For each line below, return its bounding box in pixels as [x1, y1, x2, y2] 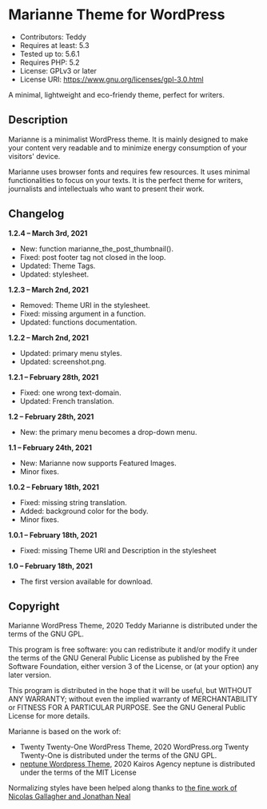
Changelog [8, 207, 65, 221]
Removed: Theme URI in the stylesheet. [19, 300, 150, 309]
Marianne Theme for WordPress [8, 6, 225, 24]
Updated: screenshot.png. [19, 357, 106, 366]
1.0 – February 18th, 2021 [8, 561, 94, 571]
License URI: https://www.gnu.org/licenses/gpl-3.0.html [19, 74, 204, 84]
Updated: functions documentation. [19, 317, 137, 327]
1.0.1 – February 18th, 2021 [8, 530, 98, 540]
